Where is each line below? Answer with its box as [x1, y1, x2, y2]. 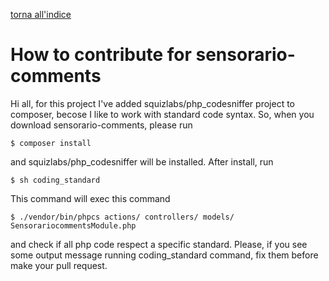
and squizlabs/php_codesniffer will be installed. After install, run [10, 155, 274, 168]
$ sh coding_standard [10, 175, 101, 185]
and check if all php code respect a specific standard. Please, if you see [10, 238, 308, 250]
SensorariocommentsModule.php [10, 220, 137, 231]
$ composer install [10, 138, 92, 148]
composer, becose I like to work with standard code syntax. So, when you [10, 108, 315, 120]
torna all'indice [10, 9, 72, 20]
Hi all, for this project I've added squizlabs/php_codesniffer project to [10, 97, 295, 109]
